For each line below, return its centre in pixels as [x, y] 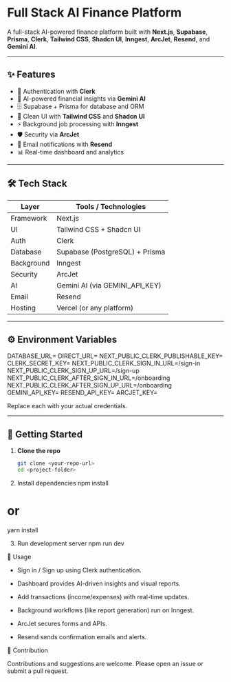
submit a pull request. [38, 671]
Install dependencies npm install [63, 483]
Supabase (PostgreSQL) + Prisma [111, 252]
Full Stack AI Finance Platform [95, 13]
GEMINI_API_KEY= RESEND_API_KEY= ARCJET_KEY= [82, 393]
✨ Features [31, 75]
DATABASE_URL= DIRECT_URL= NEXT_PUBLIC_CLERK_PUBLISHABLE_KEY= [115, 356]
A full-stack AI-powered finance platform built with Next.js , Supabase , [108, 32]
